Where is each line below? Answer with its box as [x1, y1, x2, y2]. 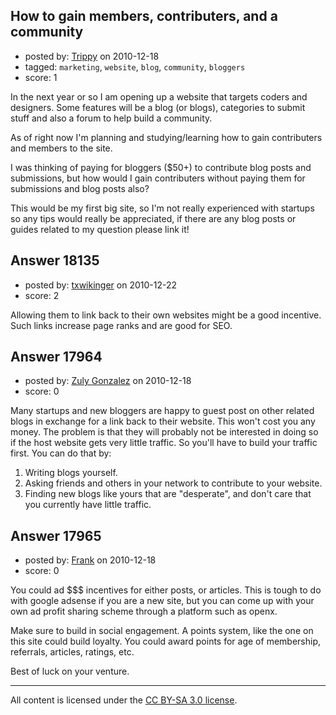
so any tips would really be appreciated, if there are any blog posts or [10, 212, 297, 224]
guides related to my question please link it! [10, 223, 190, 235]
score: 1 [24, 71, 58, 83]
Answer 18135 [10, 252, 100, 269]
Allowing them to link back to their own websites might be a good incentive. [10, 309, 322, 321]
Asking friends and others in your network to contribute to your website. [24, 477, 323, 489]
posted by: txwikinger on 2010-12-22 [24, 279, 177, 291]
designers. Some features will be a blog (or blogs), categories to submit [10, 101, 306, 113]
